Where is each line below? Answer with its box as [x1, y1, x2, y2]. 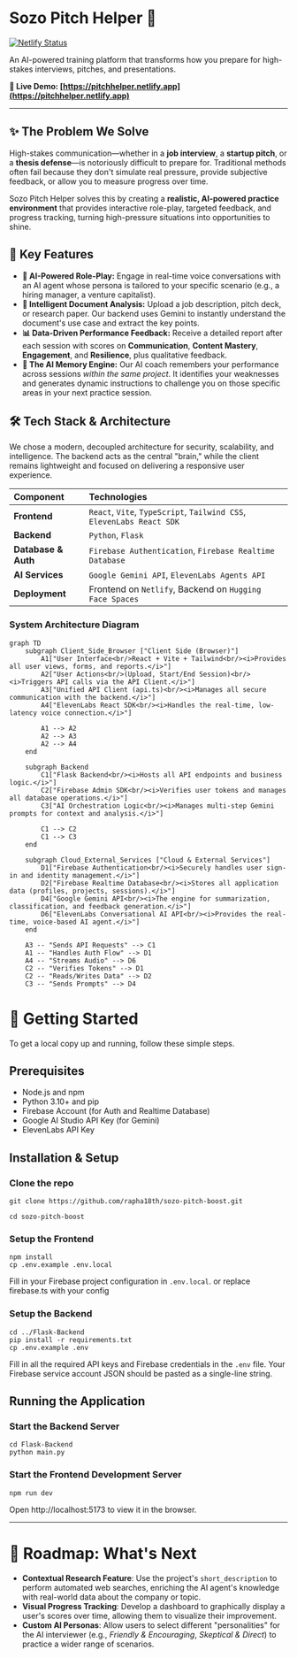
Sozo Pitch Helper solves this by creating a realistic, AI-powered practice [9, 193, 280, 203]
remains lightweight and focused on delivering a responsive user [9, 460, 245, 472]
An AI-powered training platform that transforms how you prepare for [9, 54, 261, 65]
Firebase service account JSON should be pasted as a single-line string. [9, 1368, 273, 1378]
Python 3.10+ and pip [21, 1096, 100, 1107]
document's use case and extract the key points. [21, 318, 201, 328]
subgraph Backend [25, 763, 89, 771]
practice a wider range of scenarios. [21, 1639, 155, 1649]
